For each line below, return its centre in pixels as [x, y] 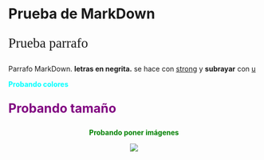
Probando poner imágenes [134, 133]
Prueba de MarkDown [82, 14]
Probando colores [39, 84]
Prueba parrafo [48, 43]
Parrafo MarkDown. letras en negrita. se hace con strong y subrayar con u [132, 69]
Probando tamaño [63, 108]
